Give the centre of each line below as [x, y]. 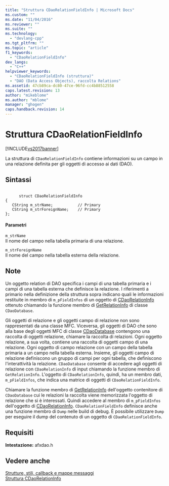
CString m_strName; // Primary [56, 205]
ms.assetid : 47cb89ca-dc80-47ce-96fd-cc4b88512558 [60, 85]
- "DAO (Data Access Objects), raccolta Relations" [66, 81]
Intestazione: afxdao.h [29, 445]
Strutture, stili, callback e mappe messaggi [50, 473]
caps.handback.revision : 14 [35, 109]
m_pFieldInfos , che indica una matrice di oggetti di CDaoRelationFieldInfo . [83, 380]
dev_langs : [17, 62]
